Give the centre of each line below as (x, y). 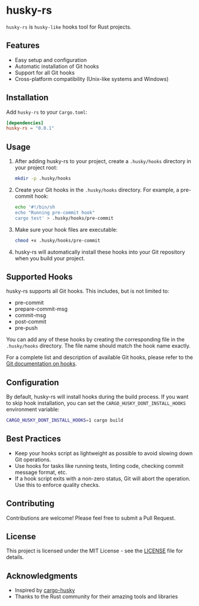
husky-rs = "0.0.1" (30, 129)
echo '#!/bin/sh (35, 207)
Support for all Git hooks (45, 73)
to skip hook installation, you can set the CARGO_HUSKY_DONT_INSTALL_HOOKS (96, 403)
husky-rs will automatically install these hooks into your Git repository (100, 252)
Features (23, 46)
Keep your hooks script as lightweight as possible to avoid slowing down (104, 453)
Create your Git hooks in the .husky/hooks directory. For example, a (97, 190)
